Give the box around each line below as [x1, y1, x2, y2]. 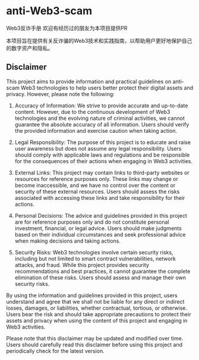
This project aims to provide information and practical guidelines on [6, 78, 172, 85]
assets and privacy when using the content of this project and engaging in [6, 317, 188, 324]
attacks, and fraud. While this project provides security [14, 261, 150, 268]
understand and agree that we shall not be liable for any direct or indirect [6, 298, 185, 305]
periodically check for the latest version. [6, 347, 105, 354]
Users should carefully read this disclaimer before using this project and [6, 341, 183, 348]
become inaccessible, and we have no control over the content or [14, 181, 176, 189]
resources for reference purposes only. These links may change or [14, 175, 178, 182]
